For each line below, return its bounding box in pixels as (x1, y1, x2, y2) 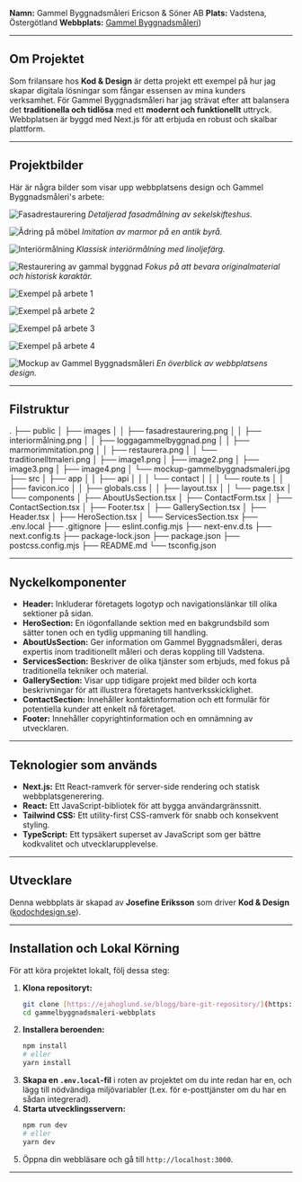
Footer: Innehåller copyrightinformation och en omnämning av (22, 713, 253, 724)
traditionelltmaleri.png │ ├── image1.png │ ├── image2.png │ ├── (9, 454, 260, 465)
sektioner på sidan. (22, 608, 94, 619)
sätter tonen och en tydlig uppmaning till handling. (22, 627, 209, 638)
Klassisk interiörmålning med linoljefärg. (75, 243, 226, 255)
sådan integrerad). (22, 1094, 92, 1105)
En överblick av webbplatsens (155, 357, 268, 368)
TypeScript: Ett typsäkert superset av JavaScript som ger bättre (22, 829, 262, 840)
